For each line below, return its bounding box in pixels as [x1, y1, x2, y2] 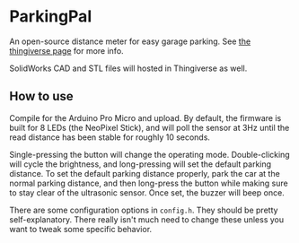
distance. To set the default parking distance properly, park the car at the [9, 168, 280, 178]
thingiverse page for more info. [9, 45, 124, 56]
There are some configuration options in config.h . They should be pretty [9, 204, 278, 215]
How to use [9, 89, 74, 104]
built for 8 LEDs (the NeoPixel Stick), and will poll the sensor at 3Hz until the [9, 122, 290, 133]
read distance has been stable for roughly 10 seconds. [9, 132, 211, 143]
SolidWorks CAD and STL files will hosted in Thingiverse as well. [9, 63, 248, 74]
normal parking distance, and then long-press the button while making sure [9, 178, 289, 188]
